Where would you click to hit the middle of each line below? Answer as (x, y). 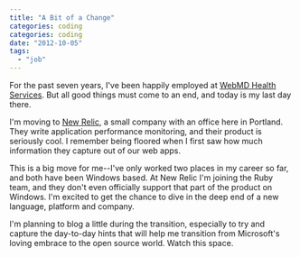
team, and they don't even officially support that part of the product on (141, 187)
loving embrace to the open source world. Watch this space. (122, 243)
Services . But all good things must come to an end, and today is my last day (150, 95)
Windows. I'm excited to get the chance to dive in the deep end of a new (144, 197)
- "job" (32, 60)
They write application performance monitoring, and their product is (136, 131)
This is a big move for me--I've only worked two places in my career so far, (149, 168)
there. (20, 104)
